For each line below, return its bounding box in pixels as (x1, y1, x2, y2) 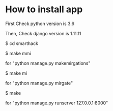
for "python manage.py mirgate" (5, 80, 73, 86)
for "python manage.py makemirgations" (5, 60, 91, 66)
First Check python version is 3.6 (5, 20, 75, 27)
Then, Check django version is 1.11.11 (5, 30, 81, 36)
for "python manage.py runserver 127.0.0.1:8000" (5, 100, 108, 106)
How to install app (5, 4, 83, 15)
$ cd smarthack (5, 40, 38, 47)
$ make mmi (5, 50, 32, 56)
